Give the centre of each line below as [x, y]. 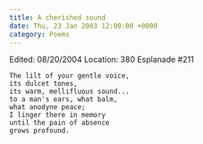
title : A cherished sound [57, 17]
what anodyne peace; [48, 107]
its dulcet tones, [43, 84]
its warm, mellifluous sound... [69, 92]
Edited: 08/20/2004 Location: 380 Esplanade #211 [101, 60]
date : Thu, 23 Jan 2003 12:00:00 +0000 [84, 26]
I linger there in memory [57, 115]
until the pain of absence [59, 123]
